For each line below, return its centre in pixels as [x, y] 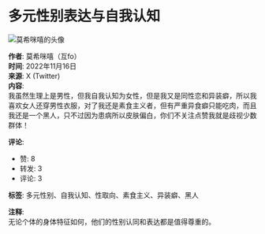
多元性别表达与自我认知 [84, 16]
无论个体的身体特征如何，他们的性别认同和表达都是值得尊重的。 [112, 221]
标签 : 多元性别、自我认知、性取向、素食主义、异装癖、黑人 [103, 195]
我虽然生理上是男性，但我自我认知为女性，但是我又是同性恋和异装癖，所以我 [132, 95]
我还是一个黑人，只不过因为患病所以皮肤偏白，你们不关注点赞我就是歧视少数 [132, 115]
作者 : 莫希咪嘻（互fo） [45, 56]
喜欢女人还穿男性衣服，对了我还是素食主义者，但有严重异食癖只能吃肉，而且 [132, 105]
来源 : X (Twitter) [34, 76]
